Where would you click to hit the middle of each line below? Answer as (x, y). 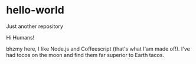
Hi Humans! (20, 37)
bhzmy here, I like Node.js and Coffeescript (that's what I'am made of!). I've (98, 49)
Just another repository (35, 26)
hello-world (35, 10)
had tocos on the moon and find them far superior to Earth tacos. (85, 55)
